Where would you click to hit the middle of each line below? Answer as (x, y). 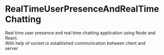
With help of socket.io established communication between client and (75, 43)
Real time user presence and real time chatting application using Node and (80, 33)
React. (12, 38)
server (12, 48)
